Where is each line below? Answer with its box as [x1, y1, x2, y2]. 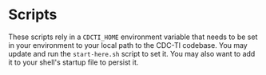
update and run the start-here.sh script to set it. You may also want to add [8, 49, 256, 58]
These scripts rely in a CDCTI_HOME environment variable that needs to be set [8, 32, 258, 41]
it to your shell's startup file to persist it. [8, 57, 139, 67]
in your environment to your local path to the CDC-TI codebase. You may [8, 40, 248, 49]
